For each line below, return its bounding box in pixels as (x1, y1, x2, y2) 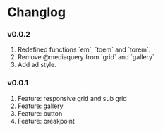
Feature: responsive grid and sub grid (17, 94, 127, 102)
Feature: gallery (17, 102, 64, 110)
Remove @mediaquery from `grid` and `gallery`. (17, 53, 157, 61)
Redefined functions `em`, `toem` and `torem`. (17, 45, 151, 54)
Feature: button (17, 109, 63, 117)
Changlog (7, 4, 66, 20)
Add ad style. (17, 61, 56, 69)
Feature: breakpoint (17, 116, 76, 125)
